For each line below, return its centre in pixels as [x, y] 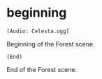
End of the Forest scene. [42, 69]
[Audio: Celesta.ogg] [38, 31]
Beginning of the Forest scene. [51, 44]
